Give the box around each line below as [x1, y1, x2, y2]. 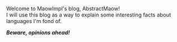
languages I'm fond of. [6, 18, 62, 24]
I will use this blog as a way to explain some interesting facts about [6, 11, 172, 18]
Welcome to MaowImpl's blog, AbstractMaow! [6, 5, 120, 12]
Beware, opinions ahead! [6, 29, 70, 36]
